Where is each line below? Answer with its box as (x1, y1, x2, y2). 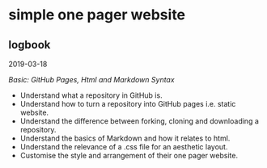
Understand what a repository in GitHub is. (19, 90, 163, 100)
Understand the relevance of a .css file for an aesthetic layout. (19, 142, 228, 151)
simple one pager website (8, 6, 186, 24)
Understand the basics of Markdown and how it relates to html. (19, 133, 231, 143)
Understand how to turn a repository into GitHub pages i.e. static (19, 99, 236, 108)
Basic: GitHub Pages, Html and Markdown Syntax (8, 75, 176, 84)
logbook (8, 38, 51, 52)
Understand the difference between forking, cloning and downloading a (19, 116, 259, 126)
